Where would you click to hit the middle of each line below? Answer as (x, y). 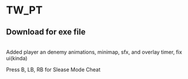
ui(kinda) (17, 58)
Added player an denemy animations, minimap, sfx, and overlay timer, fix (94, 52)
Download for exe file (46, 32)
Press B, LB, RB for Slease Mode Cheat (53, 70)
